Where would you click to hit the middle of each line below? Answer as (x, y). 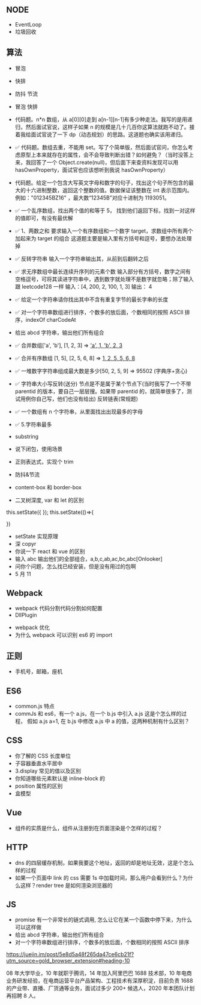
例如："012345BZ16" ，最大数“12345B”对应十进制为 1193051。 (92, 198)
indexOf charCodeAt (51, 319)
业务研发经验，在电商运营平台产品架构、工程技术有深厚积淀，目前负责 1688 (100, 981)
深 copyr (25, 543)
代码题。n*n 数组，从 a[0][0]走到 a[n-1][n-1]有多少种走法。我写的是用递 (104, 119)
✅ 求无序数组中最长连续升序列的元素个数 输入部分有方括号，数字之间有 (103, 271)
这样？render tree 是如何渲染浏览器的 (66, 885)
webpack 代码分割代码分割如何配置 (58, 609)
